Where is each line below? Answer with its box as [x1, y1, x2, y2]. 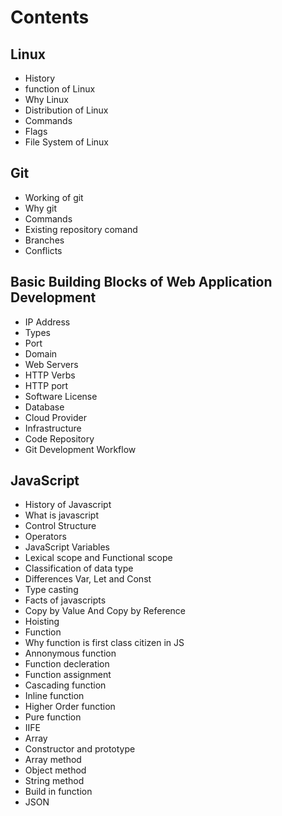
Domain [24, 347, 58, 360]
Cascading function [24, 679, 107, 691]
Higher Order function [24, 701, 116, 713]
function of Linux [24, 83, 96, 95]
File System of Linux [24, 136, 110, 148]
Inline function [24, 690, 85, 702]
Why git [24, 202, 58, 214]
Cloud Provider [24, 411, 87, 423]
